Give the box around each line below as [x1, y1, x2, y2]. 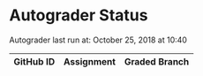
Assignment [63, 55, 117, 67]
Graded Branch [124, 55, 190, 67]
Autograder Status [9, 5, 148, 26]
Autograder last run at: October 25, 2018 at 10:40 [9, 34, 188, 45]
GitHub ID [13, 55, 56, 67]
